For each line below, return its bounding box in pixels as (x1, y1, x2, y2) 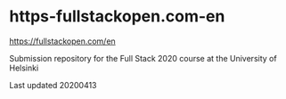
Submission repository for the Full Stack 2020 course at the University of (9, 53, 278, 63)
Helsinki (9, 62, 39, 73)
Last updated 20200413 (9, 79, 97, 90)
